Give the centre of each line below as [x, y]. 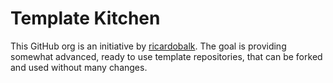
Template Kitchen [85, 18]
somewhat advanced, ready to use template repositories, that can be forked [166, 56]
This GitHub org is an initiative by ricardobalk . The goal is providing [148, 46]
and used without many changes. [79, 67]
